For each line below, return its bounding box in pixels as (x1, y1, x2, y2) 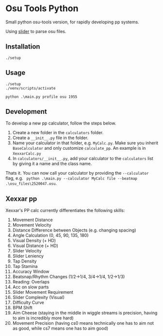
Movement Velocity (12, 222, 51, 228)
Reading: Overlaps (12, 279, 50, 285)
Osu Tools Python (5, 3, 79, 14)
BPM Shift (12, 305, 33, 311)
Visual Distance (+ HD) (12, 243, 59, 248)
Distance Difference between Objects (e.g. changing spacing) (12, 227, 136, 233)
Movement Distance (12, 217, 53, 223)
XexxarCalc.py (12, 151, 41, 156)
